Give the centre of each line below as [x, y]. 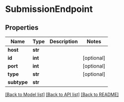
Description [63, 42]
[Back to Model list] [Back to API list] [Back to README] [62, 95]
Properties [22, 28]
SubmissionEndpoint [49, 9]
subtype [18, 82]
